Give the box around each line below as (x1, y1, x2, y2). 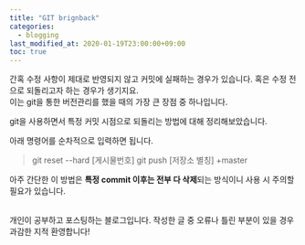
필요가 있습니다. (9, 186, 67, 197)
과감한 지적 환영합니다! (9, 226, 90, 238)
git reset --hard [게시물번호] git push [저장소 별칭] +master (31, 154, 248, 165)
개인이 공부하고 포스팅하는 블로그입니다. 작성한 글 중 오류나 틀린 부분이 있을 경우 (9, 215, 295, 226)
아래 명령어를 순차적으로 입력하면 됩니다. (9, 135, 153, 146)
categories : (9, 22, 55, 31)
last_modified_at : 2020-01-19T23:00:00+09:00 (9, 38, 185, 48)
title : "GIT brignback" (9, 13, 100, 23)
